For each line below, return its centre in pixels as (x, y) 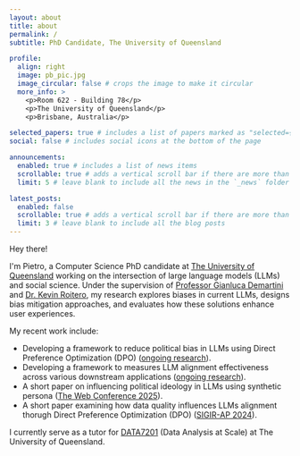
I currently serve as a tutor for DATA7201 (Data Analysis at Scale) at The (142, 432)
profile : (25, 59)
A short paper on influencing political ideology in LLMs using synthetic (152, 386)
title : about (33, 26)
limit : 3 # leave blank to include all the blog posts (121, 224)
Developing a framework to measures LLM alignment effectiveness (146, 367)
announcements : (37, 157)
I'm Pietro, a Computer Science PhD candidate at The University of (132, 266)
